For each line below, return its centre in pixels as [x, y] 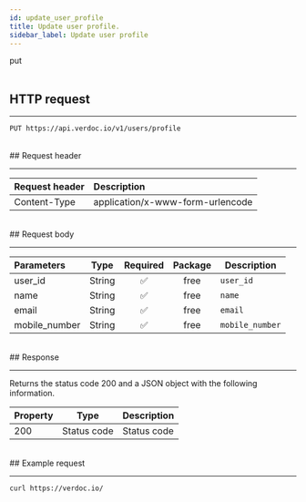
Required [144, 265]
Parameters [40, 265]
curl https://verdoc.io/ [56, 488]
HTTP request [50, 99]
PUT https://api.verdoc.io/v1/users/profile [95, 128]
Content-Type [45, 202]
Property [34, 415]
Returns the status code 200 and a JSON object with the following [133, 384]
